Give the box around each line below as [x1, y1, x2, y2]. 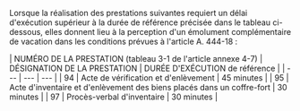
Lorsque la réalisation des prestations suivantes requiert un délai [9, 8, 248, 18]
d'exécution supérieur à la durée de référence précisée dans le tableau [9, 17, 271, 28]
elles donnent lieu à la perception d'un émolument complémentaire [44, 27, 292, 37]
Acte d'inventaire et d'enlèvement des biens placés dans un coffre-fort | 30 [9, 82, 288, 92]
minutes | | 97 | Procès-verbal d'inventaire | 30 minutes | [9, 91, 218, 102]
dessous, [9, 27, 43, 37]
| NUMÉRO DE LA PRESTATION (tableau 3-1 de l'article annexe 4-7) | [9, 54, 263, 64]
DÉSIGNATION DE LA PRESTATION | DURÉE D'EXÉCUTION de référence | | [9, 63, 286, 73]
